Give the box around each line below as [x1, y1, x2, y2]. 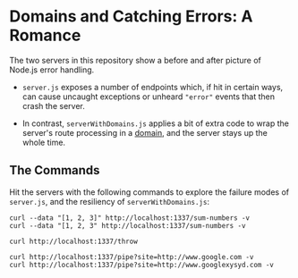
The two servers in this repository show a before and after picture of [9, 55, 261, 65]
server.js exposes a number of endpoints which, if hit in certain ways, [21, 81, 284, 92]
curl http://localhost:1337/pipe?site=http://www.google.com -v [9, 252, 254, 261]
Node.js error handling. [9, 64, 95, 75]
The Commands [9, 163, 100, 178]
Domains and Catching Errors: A [9, 6, 253, 27]
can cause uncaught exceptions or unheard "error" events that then [21, 91, 276, 102]
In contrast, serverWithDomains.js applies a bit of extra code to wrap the [21, 118, 289, 129]
